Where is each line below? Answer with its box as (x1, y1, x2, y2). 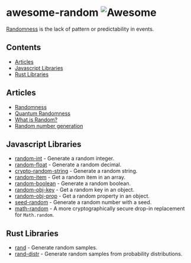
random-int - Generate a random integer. (14, 155, 114, 162)
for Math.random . (14, 211, 54, 218)
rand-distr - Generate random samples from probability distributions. (14, 251, 183, 258)
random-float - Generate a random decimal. (14, 161, 122, 168)
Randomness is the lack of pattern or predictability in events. (6, 25, 154, 32)
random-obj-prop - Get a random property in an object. (14, 192, 150, 200)
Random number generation (14, 122, 83, 129)
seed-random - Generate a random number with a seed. (14, 199, 152, 206)
